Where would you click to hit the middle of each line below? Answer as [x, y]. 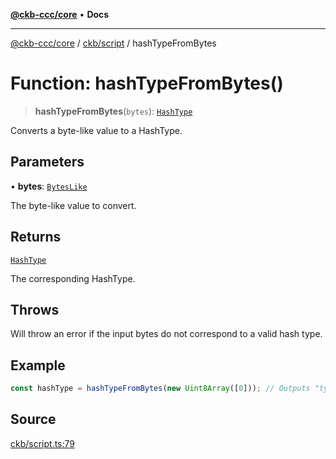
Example [38, 365]
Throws [35, 309]
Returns [36, 237]
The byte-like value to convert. [73, 205]
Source [33, 419]
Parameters [47, 162]
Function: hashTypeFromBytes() [147, 83]
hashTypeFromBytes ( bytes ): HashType [113, 111]
